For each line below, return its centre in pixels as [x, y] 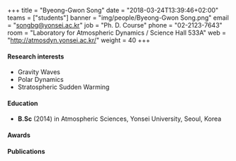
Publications [26, 151]
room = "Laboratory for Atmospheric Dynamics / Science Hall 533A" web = [117, 32]
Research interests [36, 56]
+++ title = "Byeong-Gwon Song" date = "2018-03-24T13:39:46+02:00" [113, 10]
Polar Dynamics [40, 80]
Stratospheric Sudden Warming [63, 87]
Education [23, 103]
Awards [19, 135]
